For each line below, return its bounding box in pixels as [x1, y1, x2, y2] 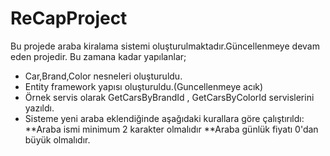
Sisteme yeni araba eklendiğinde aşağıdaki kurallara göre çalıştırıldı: [24, 112, 305, 124]
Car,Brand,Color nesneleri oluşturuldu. [24, 70, 183, 82]
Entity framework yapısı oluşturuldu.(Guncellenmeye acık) [24, 80, 264, 92]
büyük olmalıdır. [24, 133, 91, 146]
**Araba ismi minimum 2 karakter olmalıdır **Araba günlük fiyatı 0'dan [24, 123, 319, 135]
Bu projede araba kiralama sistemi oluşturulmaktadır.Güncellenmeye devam [10, 40, 320, 52]
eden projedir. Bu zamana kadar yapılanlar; [10, 50, 187, 62]
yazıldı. [24, 102, 55, 114]
